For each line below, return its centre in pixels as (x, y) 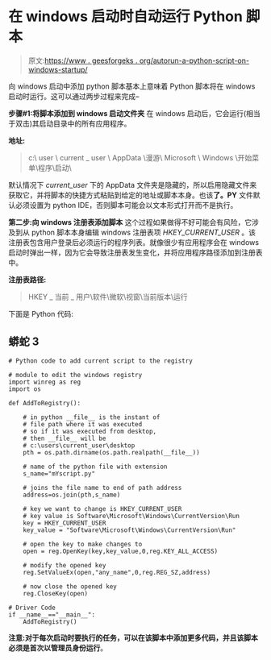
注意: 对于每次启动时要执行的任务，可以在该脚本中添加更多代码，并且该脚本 (133, 637)
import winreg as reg (45, 382)
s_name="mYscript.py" (59, 473)
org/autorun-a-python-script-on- (194, 60)
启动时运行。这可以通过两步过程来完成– (74, 96)
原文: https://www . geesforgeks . (83, 60)
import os (25, 389)
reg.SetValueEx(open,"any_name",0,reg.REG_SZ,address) (117, 572)
